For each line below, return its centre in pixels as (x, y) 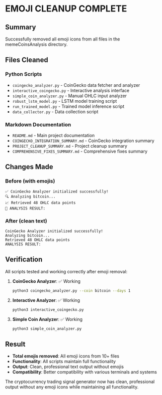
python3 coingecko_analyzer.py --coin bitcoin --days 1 (71, 291)
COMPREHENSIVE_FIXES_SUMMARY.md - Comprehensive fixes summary (80, 151)
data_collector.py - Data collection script (55, 111)
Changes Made (29, 167)
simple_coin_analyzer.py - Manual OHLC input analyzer (70, 96)
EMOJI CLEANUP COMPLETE (66, 9)
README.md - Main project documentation (53, 135)
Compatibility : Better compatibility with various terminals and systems (85, 372)
